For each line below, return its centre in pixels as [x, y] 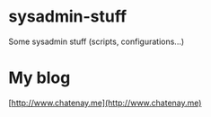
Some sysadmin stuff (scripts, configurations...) [97, 41]
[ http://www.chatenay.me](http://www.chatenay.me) [105, 103]
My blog [40, 78]
